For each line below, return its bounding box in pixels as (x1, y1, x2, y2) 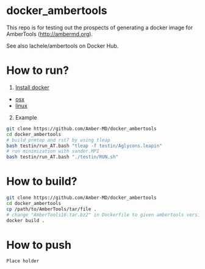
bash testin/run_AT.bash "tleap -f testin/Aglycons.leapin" (6, 143, 163, 149)
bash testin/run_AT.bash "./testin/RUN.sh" (6, 154, 119, 160)
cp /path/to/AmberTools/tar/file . (6, 206, 97, 212)
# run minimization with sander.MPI (6, 148, 99, 154)
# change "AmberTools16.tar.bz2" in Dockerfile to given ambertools (6, 212, 184, 218)
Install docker (15, 84, 50, 91)
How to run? (6, 63, 69, 77)
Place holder (6, 258, 40, 264)
